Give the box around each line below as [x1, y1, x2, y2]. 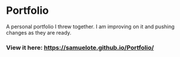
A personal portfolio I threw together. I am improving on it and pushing [6, 23, 175, 30]
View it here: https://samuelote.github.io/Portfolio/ [6, 43, 154, 51]
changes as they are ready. [6, 29, 72, 36]
